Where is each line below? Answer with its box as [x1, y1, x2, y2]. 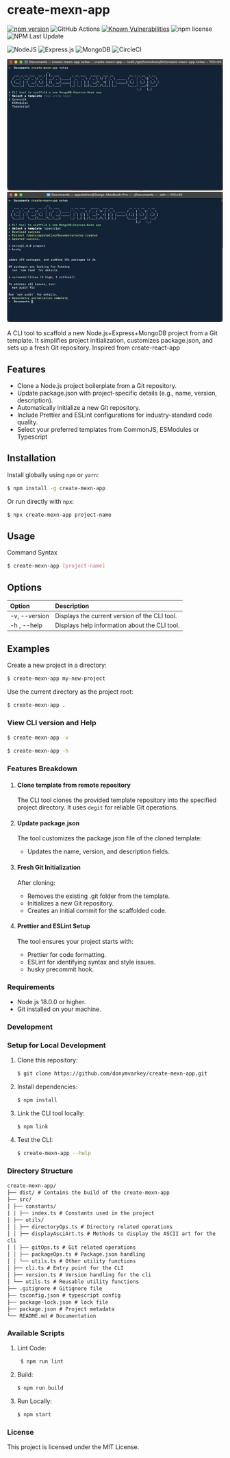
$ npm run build [16, 1385, 64, 1392]
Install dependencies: [16, 1082, 78, 1091]
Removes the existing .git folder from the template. [27, 892, 170, 900]
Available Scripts [7, 1328, 65, 1338]
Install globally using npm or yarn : [7, 470, 99, 478]
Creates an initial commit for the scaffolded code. [27, 906, 167, 914]
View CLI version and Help [7, 718, 97, 727]
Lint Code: [16, 1344, 47, 1352]
